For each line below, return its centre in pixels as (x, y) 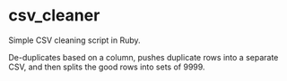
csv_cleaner (54, 16)
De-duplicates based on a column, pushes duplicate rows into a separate (143, 57)
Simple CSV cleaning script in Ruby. (74, 40)
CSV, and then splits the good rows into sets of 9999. (107, 67)
